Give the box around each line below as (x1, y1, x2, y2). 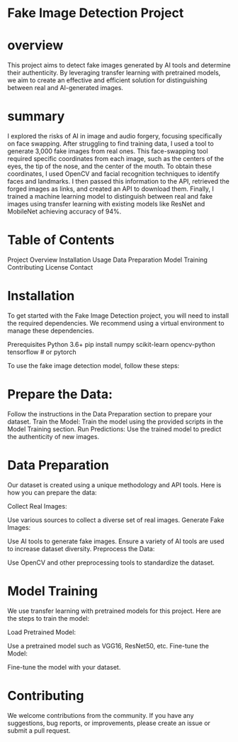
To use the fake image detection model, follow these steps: (7, 361, 180, 370)
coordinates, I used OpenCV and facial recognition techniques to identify (7, 170, 220, 178)
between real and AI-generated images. (7, 84, 124, 92)
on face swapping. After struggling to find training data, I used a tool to (7, 140, 214, 148)
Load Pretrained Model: (7, 628, 76, 636)
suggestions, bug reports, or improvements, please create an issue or (7, 719, 211, 727)
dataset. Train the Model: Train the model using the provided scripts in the (7, 417, 223, 426)
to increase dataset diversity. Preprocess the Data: (7, 544, 155, 553)
